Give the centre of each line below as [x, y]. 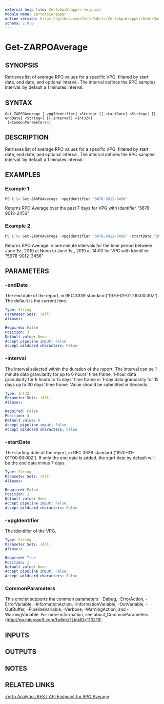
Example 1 [17, 189]
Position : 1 [17, 562]
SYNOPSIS [22, 65]
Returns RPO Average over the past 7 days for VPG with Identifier [71, 208]
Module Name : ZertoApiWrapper [36, 14]
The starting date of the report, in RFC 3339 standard [59, 452]
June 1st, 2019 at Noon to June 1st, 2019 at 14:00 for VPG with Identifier [77, 251]
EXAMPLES [23, 175]
